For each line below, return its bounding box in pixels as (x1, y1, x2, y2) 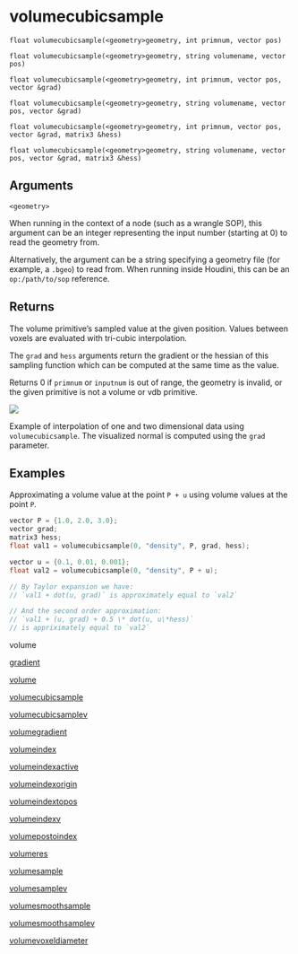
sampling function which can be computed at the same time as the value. (9, 359, 279, 370)
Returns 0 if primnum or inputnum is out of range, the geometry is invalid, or (9, 377, 283, 388)
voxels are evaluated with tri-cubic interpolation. (9, 332, 188, 343)
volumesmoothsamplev (9, 918, 96, 928)
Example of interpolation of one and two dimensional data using (9, 420, 244, 432)
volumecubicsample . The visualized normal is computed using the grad (9, 430, 266, 441)
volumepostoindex (9, 831, 78, 841)
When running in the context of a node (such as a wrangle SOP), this (9, 217, 262, 228)
